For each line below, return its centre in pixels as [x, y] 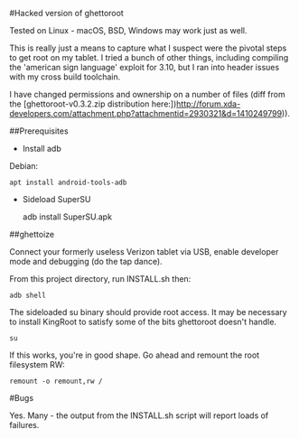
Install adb [42, 149]
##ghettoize [32, 234]
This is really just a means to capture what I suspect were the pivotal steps [148, 48]
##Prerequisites [39, 131]
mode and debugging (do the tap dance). [86, 261]
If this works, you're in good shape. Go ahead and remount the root [135, 355]
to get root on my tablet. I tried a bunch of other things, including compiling [149, 57]
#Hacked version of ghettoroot [66, 13]
